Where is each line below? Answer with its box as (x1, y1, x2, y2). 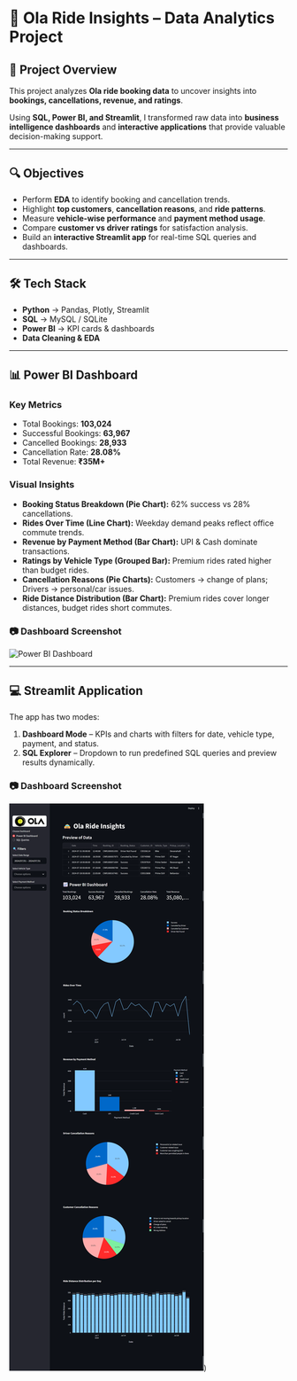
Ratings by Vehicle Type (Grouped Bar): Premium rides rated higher (21, 555, 272, 566)
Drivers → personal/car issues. (21, 583, 134, 594)
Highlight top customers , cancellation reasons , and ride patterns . (21, 203, 266, 214)
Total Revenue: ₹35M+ (21, 456, 106, 467)
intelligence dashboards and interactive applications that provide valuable (9, 121, 286, 132)
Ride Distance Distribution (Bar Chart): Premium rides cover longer (21, 593, 270, 604)
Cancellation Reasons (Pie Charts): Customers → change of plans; (21, 573, 268, 584)
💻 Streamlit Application (9, 683, 143, 698)
